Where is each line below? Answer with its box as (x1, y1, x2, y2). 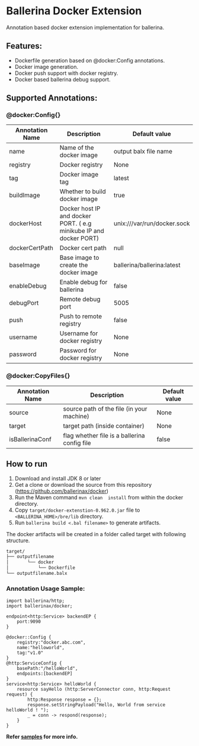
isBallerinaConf (9, 435, 52, 443)
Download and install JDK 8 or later (14, 474, 101, 482)
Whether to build (59, 187, 107, 196)
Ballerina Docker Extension (6, 4, 142, 18)
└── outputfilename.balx (6, 571, 68, 577)
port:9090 (17, 619, 41, 625)
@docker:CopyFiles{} (6, 372, 70, 380)
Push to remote (59, 312, 102, 320)
